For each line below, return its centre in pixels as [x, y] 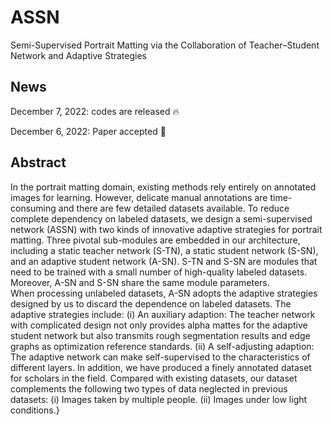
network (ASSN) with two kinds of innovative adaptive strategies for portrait [166, 229]
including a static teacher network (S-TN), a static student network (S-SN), [164, 250]
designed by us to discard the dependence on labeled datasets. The [151, 303]
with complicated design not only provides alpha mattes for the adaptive [159, 325]
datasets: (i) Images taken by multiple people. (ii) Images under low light [159, 399]
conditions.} [35, 410]
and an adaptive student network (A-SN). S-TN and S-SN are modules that [164, 261]
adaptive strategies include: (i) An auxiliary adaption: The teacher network [163, 314]
